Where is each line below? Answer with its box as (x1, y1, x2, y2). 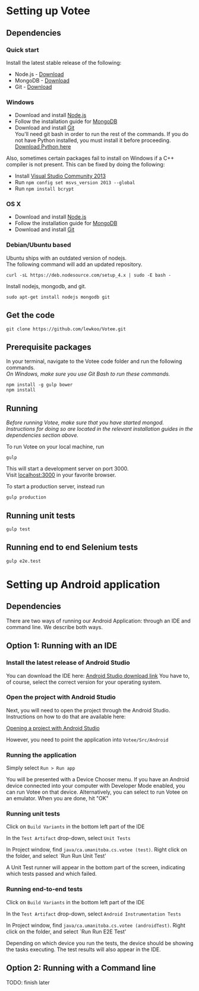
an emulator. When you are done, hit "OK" (6, 795, 109, 802)
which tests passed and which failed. (6, 870, 97, 878)
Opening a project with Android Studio (6, 724, 100, 731)
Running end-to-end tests (6, 885, 83, 894)
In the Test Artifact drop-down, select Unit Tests (6, 835, 131, 842)
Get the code (6, 310, 55, 320)
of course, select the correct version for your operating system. (6, 678, 162, 686)
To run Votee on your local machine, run (6, 443, 105, 450)
